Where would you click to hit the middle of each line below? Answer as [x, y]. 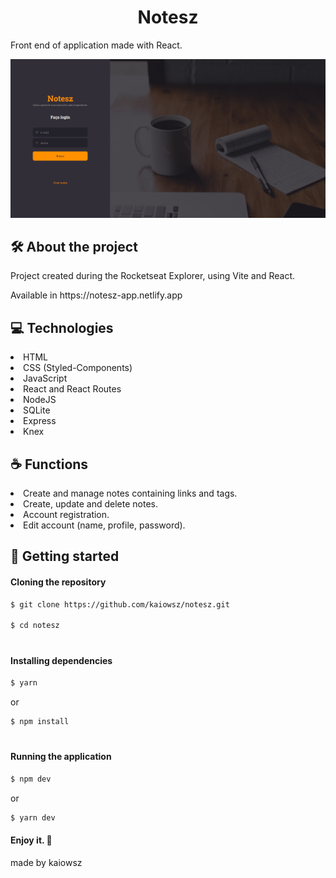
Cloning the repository [58, 582]
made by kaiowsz [46, 862]
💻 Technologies [62, 327]
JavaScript [45, 378]
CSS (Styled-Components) [78, 368]
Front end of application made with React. [96, 45]
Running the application [61, 757]
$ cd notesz [35, 626]
